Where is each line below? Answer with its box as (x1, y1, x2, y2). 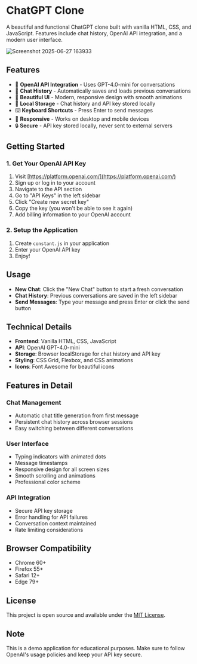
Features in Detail (6, 380, 73, 390)
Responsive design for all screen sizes (14, 466, 109, 473)
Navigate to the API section (14, 186, 82, 193)
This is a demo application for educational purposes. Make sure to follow (6, 645, 185, 652)
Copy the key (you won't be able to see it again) (14, 204, 133, 212)
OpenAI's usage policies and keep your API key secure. (6, 651, 143, 658)
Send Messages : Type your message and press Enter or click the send (14, 298, 190, 305)
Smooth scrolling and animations (14, 472, 96, 479)
